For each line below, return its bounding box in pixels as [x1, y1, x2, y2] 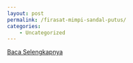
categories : [7, 23, 41, 29]
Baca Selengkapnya [7, 48, 63, 56]
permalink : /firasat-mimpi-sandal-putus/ [7, 16, 127, 23]
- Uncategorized [19, 29, 66, 36]
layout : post [7, 10, 44, 17]
